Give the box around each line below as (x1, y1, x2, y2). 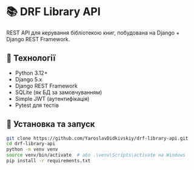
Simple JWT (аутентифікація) (15, 95, 90, 102)
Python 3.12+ (15, 69, 48, 76)
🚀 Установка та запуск (6, 119, 95, 129)
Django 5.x (15, 75, 42, 83)
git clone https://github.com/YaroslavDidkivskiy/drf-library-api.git (6, 135, 189, 141)
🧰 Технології (6, 53, 56, 64)
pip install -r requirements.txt (6, 158, 91, 164)
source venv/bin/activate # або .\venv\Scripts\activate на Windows (6, 152, 186, 158)
